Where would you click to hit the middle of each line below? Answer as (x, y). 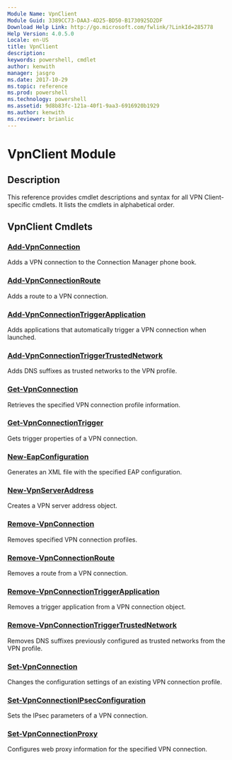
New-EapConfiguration (48, 457)
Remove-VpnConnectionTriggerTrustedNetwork (92, 625)
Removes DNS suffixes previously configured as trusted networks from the (116, 641)
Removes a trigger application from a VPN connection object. (97, 607)
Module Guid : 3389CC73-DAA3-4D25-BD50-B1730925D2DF (85, 21)
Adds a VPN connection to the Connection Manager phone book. (102, 262)
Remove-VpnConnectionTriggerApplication (84, 591)
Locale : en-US (28, 40)
